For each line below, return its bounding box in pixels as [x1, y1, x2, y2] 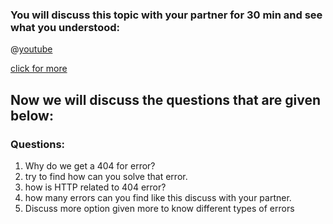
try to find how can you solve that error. [24, 170, 188, 182]
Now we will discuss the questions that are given [10, 91, 322, 108]
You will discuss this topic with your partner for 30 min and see [10, 8, 323, 22]
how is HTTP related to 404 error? [24, 181, 167, 193]
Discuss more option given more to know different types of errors [24, 202, 295, 214]
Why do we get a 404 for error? [24, 159, 156, 172]
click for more [10, 63, 68, 75]
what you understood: [10, 20, 121, 34]
